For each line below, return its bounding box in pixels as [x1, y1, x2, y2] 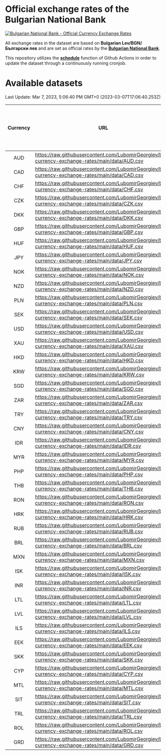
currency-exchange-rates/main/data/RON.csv [35, 499, 144, 506]
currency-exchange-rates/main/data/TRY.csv [35, 414, 143, 421]
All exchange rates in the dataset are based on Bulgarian [5, 40, 121, 46]
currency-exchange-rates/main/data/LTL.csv [35, 599, 142, 606]
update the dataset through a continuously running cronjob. [5, 60, 126, 66]
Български [5, 45, 29, 51]
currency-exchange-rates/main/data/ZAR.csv [35, 400, 143, 407]
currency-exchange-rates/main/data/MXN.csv [35, 556, 145, 563]
